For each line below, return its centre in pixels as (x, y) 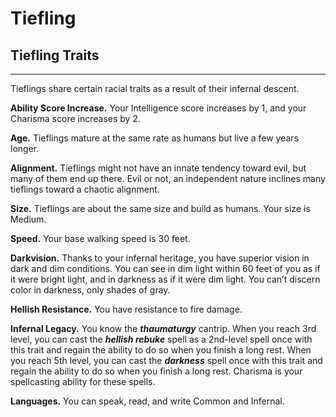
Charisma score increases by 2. (75, 118)
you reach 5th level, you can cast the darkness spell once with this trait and (166, 360)
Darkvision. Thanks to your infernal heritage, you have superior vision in (160, 258)
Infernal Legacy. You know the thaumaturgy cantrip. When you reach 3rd (163, 328)
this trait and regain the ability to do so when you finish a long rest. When (161, 350)
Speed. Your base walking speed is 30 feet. (100, 238)
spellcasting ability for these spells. (83, 381)
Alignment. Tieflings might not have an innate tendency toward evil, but (158, 168)
